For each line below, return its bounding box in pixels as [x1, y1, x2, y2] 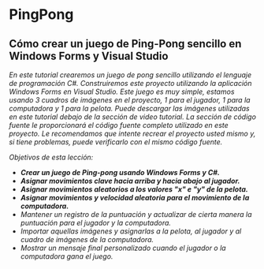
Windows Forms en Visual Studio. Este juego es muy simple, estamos [9, 87, 235, 96]
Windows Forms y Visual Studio [9, 49, 169, 62]
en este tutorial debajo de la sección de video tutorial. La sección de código [9, 112, 257, 121]
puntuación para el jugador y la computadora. [20, 219, 172, 227]
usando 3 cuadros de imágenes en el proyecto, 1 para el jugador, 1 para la [9, 95, 251, 104]
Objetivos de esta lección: [9, 152, 94, 162]
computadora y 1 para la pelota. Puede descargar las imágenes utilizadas [9, 104, 251, 113]
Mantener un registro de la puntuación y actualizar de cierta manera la [20, 210, 252, 219]
